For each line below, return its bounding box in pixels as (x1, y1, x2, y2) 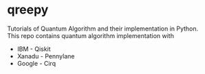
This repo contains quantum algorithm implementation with (7, 31, 174, 39)
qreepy (7, 2, 49, 18)
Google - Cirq (17, 59, 56, 67)
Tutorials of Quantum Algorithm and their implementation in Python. (7, 24, 199, 33)
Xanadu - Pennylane (17, 52, 75, 60)
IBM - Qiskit (17, 45, 51, 53)
